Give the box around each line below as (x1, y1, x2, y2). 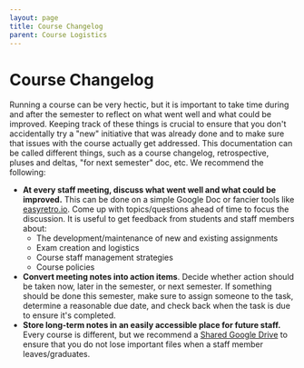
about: (22, 224, 47, 234)
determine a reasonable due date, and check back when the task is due (22, 301, 290, 312)
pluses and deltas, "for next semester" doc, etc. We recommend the (9, 157, 264, 168)
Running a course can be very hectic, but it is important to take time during (9, 99, 289, 110)
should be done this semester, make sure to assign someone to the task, (22, 291, 294, 302)
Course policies (35, 262, 95, 273)
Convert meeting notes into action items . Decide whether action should (22, 272, 295, 283)
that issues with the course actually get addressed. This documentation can (9, 138, 293, 149)
